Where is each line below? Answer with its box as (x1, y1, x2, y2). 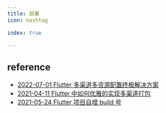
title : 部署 (7, 10, 40, 17)
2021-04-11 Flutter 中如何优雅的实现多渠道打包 (17, 89, 151, 98)
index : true (7, 29, 42, 36)
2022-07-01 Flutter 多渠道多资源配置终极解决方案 (17, 81, 159, 89)
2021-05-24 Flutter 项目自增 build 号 (17, 98, 122, 107)
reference (7, 61, 51, 73)
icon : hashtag (7, 17, 49, 24)
